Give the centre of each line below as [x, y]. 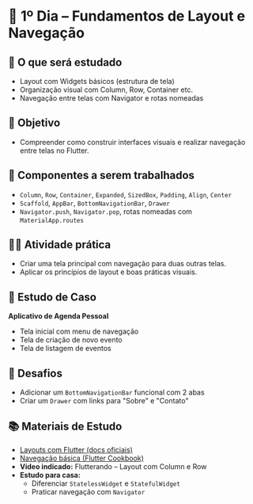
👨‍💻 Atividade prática [60, 245]
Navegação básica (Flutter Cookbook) [82, 458]
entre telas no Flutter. [54, 151]
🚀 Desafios [36, 373]
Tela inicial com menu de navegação [79, 331]
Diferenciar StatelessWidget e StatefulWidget [106, 483]
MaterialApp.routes [52, 220]
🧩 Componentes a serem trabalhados [102, 176]
